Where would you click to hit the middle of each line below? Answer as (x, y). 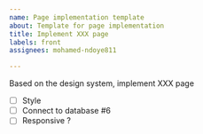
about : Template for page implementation (87, 26)
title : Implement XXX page (59, 34)
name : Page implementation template (77, 17)
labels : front (35, 42)
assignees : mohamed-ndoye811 (63, 51)
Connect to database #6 (66, 111)
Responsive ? (47, 121)
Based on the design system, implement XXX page (102, 83)
